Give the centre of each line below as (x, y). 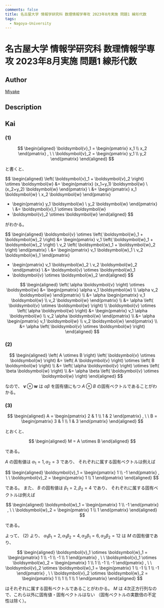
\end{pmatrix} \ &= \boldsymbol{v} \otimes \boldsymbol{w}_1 (74, 270)
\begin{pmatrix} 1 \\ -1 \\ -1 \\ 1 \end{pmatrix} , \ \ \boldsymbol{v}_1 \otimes (82, 557)
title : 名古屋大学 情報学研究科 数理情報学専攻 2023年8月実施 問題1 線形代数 (76, 14)
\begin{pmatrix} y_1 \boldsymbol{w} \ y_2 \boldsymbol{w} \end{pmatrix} (85, 204)
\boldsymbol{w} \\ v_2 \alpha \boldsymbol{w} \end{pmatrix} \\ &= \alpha (82, 316)
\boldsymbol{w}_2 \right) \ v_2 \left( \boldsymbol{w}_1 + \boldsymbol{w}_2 (80, 245)
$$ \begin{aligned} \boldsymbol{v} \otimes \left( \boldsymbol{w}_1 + (74, 234)
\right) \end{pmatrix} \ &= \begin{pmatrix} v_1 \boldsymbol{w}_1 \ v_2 (74, 250)
